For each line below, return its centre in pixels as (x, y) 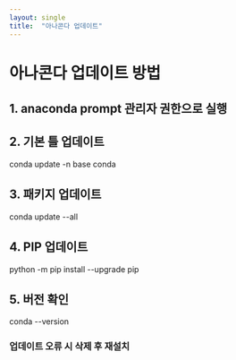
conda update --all (44, 217)
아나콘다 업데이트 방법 (85, 73)
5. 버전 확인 (39, 300)
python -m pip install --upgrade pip (74, 269)
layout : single (38, 17)
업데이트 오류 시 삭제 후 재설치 (70, 347)
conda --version (39, 321)
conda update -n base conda (63, 164)
